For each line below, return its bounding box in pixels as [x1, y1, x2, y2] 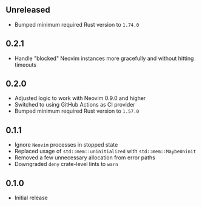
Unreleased [5, 5, 51, 15]
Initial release [14, 194, 48, 202]
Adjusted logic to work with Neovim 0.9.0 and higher [14, 95, 146, 102]
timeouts [14, 61, 37, 68]
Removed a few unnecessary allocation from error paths [14, 154, 155, 161]
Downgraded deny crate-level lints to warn [14, 161, 119, 168]
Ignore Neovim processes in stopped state [14, 141, 118, 148]
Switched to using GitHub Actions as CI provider [14, 101, 135, 108]
